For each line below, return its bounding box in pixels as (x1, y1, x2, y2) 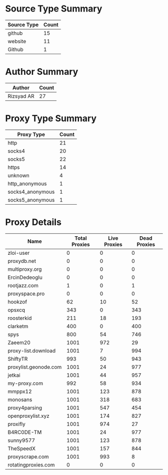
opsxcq (7, 306, 25, 313)
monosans (7, 396, 32, 403)
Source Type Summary (5, 3, 102, 15)
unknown (7, 172, 29, 179)
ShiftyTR (7, 355, 28, 362)
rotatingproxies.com (7, 461, 55, 468)
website (7, 38, 26, 45)
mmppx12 (7, 388, 32, 395)
